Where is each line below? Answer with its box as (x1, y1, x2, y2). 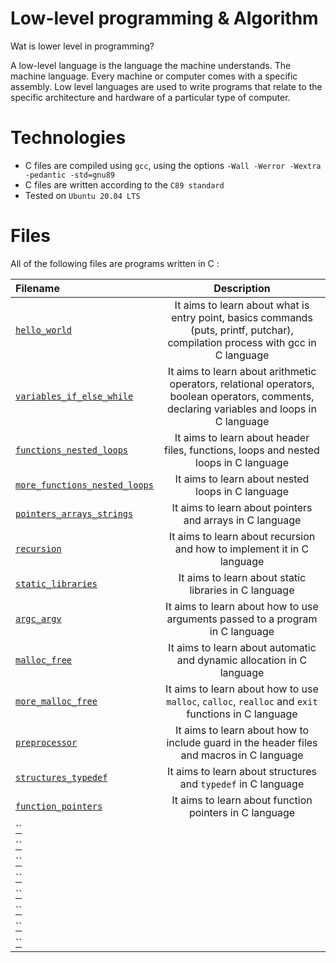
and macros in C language (180, 748, 304, 762)
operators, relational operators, (169, 377, 315, 391)
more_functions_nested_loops (15, 479, 154, 491)
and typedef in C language (179, 777, 305, 791)
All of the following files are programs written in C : (10, 257, 220, 269)
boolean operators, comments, (169, 389, 315, 403)
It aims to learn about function (171, 793, 313, 807)
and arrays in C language (183, 513, 302, 527)
